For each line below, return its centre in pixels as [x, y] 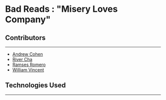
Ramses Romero [29, 65]
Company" [28, 19]
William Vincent [28, 70]
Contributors [25, 38]
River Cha [22, 59]
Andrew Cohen [27, 54]
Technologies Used [35, 85]
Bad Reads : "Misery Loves [62, 9]
